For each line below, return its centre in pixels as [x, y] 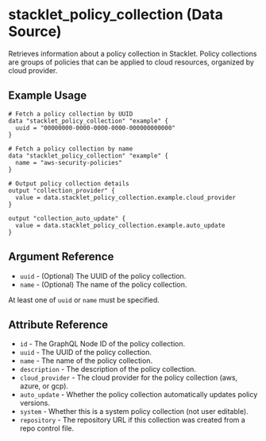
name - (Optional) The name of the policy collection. [103, 284]
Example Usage [48, 96]
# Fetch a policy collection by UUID [71, 114]
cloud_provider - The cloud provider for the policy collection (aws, [129, 378]
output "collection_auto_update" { [67, 218]
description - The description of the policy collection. [108, 369]
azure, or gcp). [44, 386]
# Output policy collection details [69, 183]
